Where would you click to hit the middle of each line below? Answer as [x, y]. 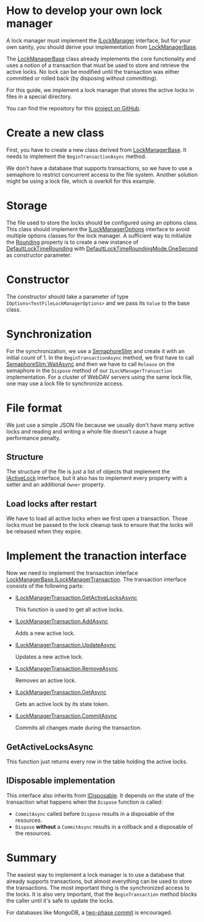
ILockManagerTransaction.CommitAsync [66, 716]
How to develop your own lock [84, 11]
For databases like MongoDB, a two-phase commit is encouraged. [89, 912]
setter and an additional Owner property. [56, 485]
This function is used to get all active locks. [69, 610]
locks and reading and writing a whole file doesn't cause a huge [86, 431]
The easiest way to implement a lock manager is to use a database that [95, 874]
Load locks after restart [52, 504]
